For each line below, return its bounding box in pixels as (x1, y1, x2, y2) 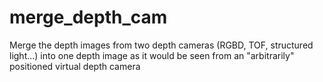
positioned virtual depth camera (9, 60, 141, 72)
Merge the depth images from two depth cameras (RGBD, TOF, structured (9, 39, 314, 51)
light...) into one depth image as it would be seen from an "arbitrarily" (9, 49, 295, 61)
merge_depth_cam (9, 6, 168, 29)
